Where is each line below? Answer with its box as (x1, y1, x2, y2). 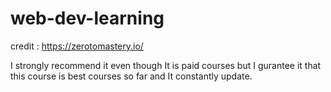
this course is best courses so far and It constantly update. (10, 70, 253, 82)
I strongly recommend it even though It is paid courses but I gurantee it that (10, 59, 322, 71)
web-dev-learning (10, 7, 165, 30)
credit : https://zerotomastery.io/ (10, 40, 144, 52)
